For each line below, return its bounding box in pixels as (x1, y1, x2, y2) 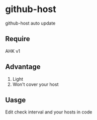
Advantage (5, 63, 41, 71)
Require (5, 35, 30, 43)
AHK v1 (5, 48, 20, 54)
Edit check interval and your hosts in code (5, 109, 92, 115)
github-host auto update (5, 20, 56, 26)
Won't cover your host (12, 81, 59, 87)
